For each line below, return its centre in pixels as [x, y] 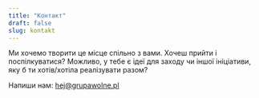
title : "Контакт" [37, 16]
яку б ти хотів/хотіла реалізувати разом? [78, 70]
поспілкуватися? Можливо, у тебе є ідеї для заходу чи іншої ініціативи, [129, 61]
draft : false [30, 23]
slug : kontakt [32, 30]
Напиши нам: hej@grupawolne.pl [64, 85]
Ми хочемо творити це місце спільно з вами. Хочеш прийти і [113, 53]
